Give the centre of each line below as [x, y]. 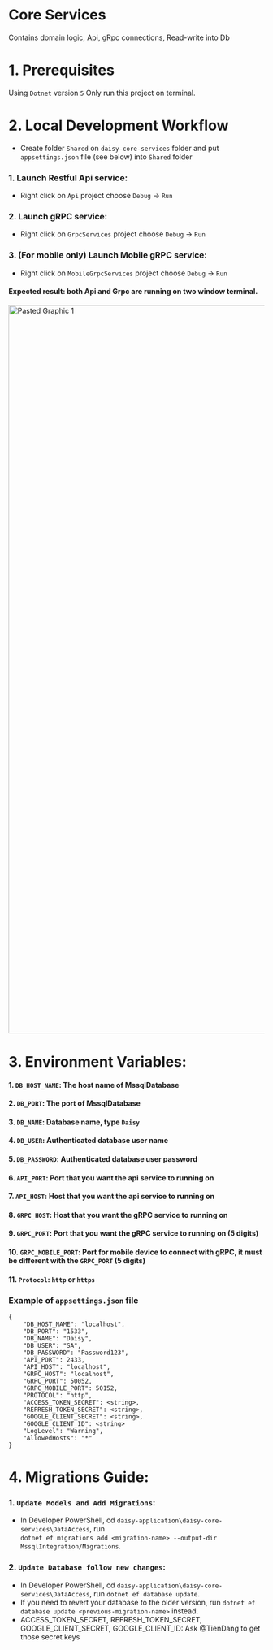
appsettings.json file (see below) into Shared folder [106, 157]
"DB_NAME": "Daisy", [58, 1338]
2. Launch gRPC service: [58, 217]
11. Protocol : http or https [52, 1279]
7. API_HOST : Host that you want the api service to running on [112, 1197]
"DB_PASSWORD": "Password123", [76, 1353]
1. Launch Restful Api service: [68, 178]
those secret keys [50, 1637]
